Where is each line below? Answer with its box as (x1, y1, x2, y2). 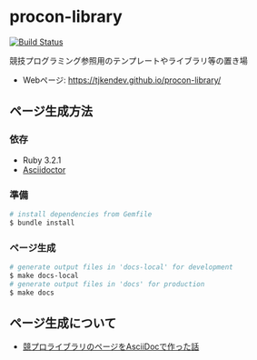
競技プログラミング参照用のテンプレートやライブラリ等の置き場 (9, 55, 248, 65)
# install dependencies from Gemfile (9, 209, 153, 219)
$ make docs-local (9, 271, 79, 280)
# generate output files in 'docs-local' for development (9, 262, 233, 272)
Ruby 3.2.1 (22, 155, 62, 165)
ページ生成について (9, 315, 116, 331)
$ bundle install (9, 218, 75, 227)
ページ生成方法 (9, 104, 94, 119)
